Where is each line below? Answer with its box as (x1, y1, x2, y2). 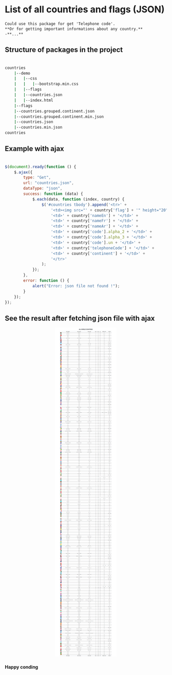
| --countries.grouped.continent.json (14, 108, 95, 114)
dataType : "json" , (23, 186, 63, 191)
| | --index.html (14, 98, 53, 103)
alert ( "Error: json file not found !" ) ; (32, 283, 120, 288)
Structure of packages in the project (5, 45, 123, 54)
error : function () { (23, 278, 70, 283)
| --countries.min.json (14, 125, 63, 130)
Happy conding (5, 664, 39, 670)
